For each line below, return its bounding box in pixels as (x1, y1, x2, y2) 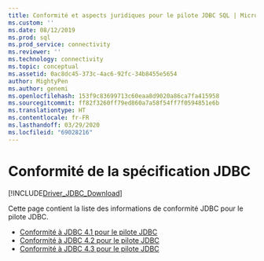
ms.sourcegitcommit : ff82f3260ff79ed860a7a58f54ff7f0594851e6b (8, 99, 220, 107)
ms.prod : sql (8, 33, 51, 42)
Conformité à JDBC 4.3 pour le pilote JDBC (19, 244, 159, 253)
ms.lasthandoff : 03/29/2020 (8, 121, 101, 129)
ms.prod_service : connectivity (8, 41, 111, 49)
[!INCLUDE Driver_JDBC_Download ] (8, 188, 123, 197)
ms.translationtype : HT (8, 107, 86, 115)
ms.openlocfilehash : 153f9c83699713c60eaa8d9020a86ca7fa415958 (8, 92, 220, 100)
